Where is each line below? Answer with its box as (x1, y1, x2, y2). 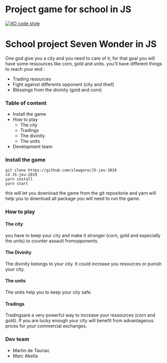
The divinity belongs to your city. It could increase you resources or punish (5, 261, 162, 267)
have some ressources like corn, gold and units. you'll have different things (5, 60, 162, 67)
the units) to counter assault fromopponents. (5, 238, 99, 244)
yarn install (5, 177, 33, 182)
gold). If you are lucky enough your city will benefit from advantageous (5, 318, 154, 324)
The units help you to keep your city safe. (5, 289, 92, 295)
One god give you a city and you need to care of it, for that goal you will (5, 55, 155, 61)
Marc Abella (12, 353, 38, 359)
